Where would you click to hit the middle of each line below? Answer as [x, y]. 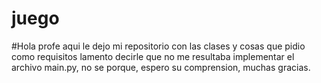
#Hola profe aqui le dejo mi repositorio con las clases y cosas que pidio [158, 46]
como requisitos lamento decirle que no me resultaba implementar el [153, 56]
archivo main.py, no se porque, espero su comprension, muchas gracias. [161, 67]
